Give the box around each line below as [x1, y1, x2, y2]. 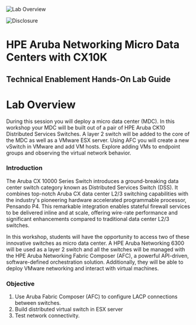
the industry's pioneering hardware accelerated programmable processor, [6, 196, 187, 203]
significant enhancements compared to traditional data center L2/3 [6, 215, 170, 222]
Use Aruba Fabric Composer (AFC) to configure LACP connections [14, 293, 178, 300]
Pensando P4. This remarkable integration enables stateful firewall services [6, 203, 191, 210]
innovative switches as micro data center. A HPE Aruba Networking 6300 [6, 239, 185, 247]
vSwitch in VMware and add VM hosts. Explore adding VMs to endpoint [6, 143, 181, 150]
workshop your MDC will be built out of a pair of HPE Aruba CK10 [6, 124, 166, 131]
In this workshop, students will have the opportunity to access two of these [6, 233, 189, 240]
